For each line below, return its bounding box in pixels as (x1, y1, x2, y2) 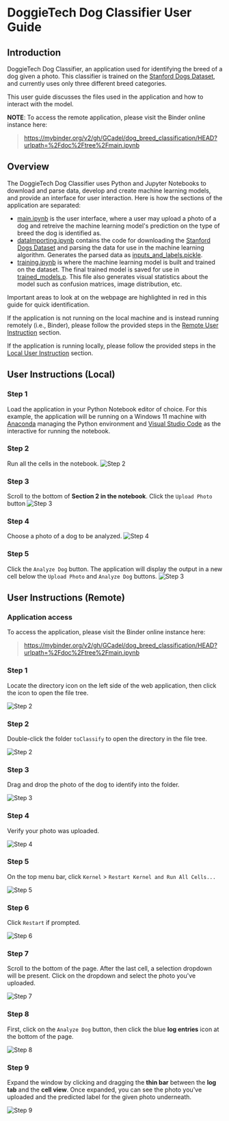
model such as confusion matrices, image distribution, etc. (16, 280, 183, 288)
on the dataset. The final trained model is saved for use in (16, 265, 180, 274)
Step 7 (7, 949, 29, 959)
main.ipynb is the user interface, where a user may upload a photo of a (16, 214, 217, 222)
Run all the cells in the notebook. (7, 459, 99, 468)
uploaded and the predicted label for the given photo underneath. (7, 1093, 192, 1101)
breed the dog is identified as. (16, 228, 102, 237)
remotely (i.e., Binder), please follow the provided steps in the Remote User (7, 321, 219, 329)
